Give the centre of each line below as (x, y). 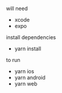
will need (17, 8)
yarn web (26, 84)
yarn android (30, 77)
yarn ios (24, 71)
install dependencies (31, 37)
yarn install (28, 49)
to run (13, 60)
